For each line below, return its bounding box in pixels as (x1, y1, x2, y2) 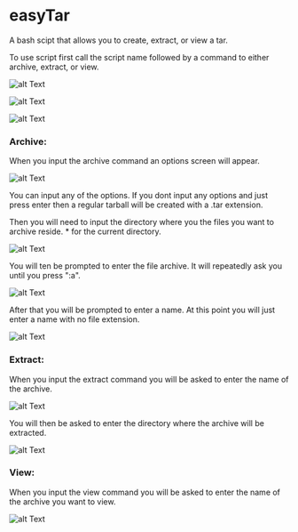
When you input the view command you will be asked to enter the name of (9, 487, 281, 497)
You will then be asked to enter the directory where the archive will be (9, 417, 264, 428)
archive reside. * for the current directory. (9, 226, 161, 237)
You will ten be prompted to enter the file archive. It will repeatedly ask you (9, 261, 282, 271)
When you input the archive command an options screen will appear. (9, 156, 260, 166)
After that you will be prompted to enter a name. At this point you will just (9, 304, 276, 316)
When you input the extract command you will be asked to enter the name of (9, 374, 289, 384)
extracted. (9, 427, 47, 438)
